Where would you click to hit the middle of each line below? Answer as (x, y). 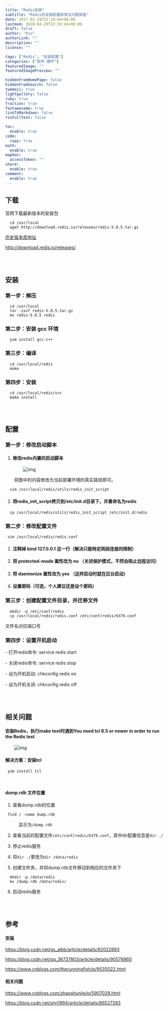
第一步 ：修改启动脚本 (31, 445)
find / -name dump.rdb (31, 814)
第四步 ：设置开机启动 (31, 640)
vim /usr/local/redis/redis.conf (43, 537)
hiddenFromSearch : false (31, 85)
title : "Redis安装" (25, 10)
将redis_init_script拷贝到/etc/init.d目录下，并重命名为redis (75, 501)
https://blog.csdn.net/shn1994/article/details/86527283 (63, 1003)
